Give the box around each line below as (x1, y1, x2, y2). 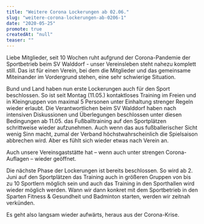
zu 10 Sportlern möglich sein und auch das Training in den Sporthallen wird (6, 180, 195, 187)
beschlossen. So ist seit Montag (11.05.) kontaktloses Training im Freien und (6, 92, 197, 99)
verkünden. (6, 199, 35, 206)
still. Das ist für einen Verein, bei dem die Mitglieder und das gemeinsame (6, 67, 191, 74)
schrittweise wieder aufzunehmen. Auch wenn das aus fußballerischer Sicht (6, 124, 198, 131)
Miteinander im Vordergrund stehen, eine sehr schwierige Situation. (6, 74, 176, 80)
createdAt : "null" (6, 32, 53, 38)
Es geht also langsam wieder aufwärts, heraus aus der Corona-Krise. (6, 211, 180, 218)
